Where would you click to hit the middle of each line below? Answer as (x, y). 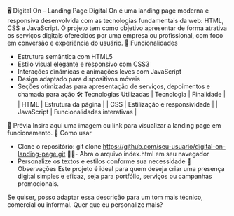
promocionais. (38, 184)
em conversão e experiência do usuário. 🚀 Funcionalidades (92, 43)
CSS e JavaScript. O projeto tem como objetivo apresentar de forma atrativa (117, 28)
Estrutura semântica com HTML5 (65, 56)
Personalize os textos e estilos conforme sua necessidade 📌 (104, 161)
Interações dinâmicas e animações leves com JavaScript (99, 72)
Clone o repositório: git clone (59, 146)
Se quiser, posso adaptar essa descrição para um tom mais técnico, (105, 197)
